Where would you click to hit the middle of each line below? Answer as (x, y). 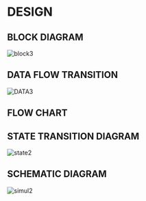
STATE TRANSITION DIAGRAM (73, 136)
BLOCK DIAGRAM (45, 37)
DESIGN (30, 12)
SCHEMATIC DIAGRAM (57, 174)
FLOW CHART (37, 113)
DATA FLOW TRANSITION (63, 75)
